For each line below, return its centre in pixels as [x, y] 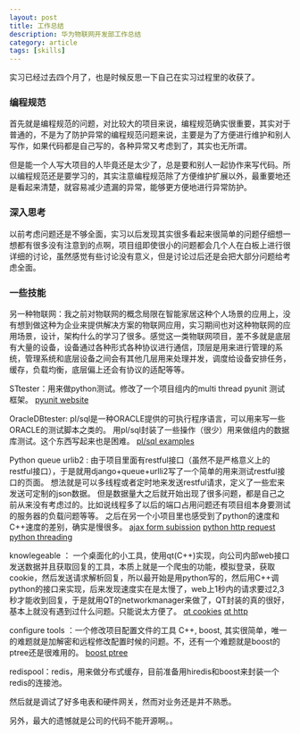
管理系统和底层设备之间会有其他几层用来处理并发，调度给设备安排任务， [158, 359]
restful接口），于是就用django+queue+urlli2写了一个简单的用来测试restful [143, 471]
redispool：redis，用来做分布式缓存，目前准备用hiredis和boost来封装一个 [144, 671]
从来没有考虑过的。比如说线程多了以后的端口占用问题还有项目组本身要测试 [154, 505]
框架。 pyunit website [49, 400]
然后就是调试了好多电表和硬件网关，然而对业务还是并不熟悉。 [123, 702]
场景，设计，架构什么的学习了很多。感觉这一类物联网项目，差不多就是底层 [154, 337]
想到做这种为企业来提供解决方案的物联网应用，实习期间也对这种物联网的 [150, 325]
